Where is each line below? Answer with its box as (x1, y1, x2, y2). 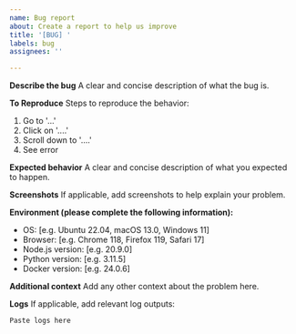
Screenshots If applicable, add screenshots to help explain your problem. (9, 189, 286, 200)
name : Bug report (9, 13, 76, 23)
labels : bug (9, 38, 55, 48)
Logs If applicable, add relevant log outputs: (9, 299, 176, 309)
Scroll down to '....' (22, 135, 93, 146)
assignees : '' (9, 47, 64, 56)
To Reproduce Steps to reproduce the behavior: (9, 97, 189, 109)
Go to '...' (22, 116, 56, 127)
